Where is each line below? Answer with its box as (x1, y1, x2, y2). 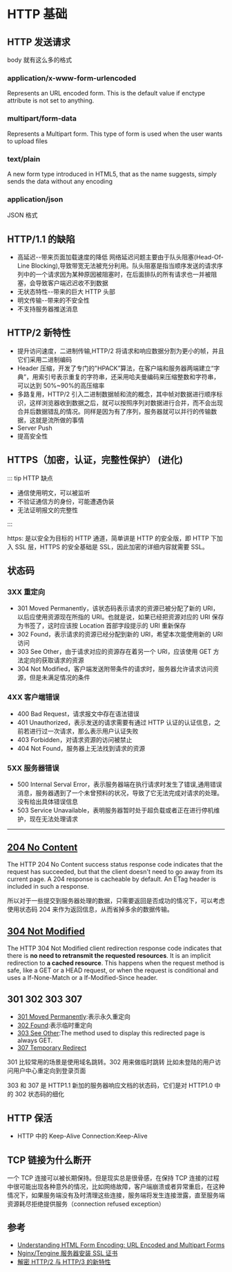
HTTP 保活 (7, 1112, 53, 1124)
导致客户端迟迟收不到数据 (35, 279, 108, 287)
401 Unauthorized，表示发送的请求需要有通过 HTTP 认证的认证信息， (17, 718, 215, 727)
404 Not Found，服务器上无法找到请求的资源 (17, 744, 146, 752)
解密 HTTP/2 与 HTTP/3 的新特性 (17, 1257, 111, 1266)
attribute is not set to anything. (7, 96, 95, 105)
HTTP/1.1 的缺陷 (7, 233, 75, 245)
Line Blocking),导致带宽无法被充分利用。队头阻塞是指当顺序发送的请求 (17, 262, 217, 270)
